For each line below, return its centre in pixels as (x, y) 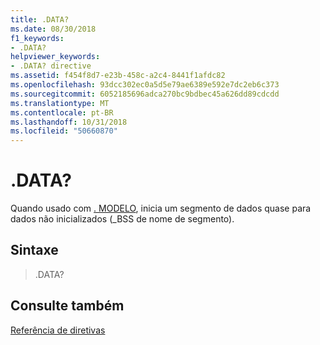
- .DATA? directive (51, 66)
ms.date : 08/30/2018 (53, 29)
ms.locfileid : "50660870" (64, 131)
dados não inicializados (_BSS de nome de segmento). (122, 219)
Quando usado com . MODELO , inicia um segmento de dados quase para (161, 208)
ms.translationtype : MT (60, 103)
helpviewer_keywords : (55, 57)
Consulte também (67, 306)
